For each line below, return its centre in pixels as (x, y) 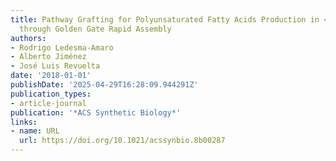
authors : (28, 38)
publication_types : (51, 94)
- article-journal (48, 103)
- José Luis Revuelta (55, 66)
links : (24, 122)
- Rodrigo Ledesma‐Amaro (62, 47)
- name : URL (35, 131)
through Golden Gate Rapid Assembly (95, 29)
